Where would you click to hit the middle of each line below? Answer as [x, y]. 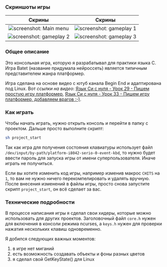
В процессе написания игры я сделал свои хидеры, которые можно [78, 213]
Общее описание [27, 52]
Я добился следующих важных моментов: [51, 239]
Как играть [20, 112]
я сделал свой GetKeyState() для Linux [53, 259]
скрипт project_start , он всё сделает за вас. [53, 189]
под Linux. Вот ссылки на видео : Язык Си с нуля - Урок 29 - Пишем [77, 88]
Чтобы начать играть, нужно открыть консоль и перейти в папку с [77, 123]
